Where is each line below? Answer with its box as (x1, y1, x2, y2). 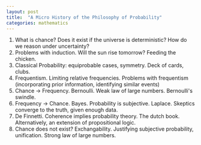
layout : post (6, 8, 39, 15)
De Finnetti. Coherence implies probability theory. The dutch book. (14, 113, 180, 120)
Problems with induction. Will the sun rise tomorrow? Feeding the (14, 49, 176, 56)
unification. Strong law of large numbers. (14, 132, 116, 139)
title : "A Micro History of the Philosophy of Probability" (6, 14, 163, 20)
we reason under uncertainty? (14, 43, 90, 50)
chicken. (14, 55, 37, 63)
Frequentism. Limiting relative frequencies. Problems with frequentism (14, 74, 189, 81)
